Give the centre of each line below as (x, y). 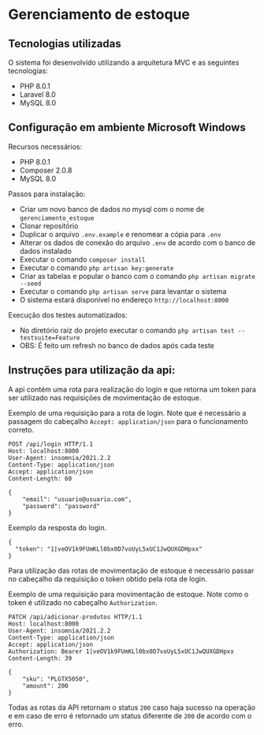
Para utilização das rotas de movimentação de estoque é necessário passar (131, 570)
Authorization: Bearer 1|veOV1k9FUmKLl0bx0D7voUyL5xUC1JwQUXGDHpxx (121, 651)
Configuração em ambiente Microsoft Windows (127, 128)
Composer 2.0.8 (46, 170)
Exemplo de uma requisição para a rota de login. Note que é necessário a (127, 413)
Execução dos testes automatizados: (68, 315)
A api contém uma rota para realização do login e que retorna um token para (132, 389)
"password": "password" (61, 506)
